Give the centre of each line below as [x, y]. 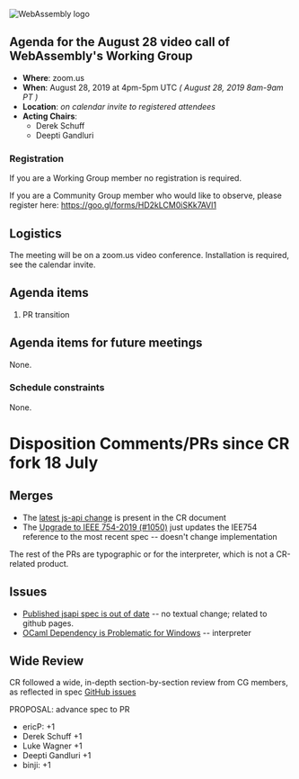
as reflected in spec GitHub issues [73, 692]
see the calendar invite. [53, 264]
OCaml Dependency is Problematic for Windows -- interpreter [136, 632]
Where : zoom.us [53, 77]
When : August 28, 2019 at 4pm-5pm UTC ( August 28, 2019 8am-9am [153, 87]
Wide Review [47, 661]
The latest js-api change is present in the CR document [124, 517]
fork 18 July [54, 463]
